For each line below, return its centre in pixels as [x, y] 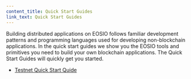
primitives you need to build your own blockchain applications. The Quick [94, 52]
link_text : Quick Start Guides [44, 17]
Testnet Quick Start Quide [46, 70]
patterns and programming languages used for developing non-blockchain [96, 40]
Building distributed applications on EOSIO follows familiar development [92, 33]
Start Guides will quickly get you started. [55, 59]
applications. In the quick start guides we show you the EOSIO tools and [93, 46]
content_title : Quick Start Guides [49, 11]
